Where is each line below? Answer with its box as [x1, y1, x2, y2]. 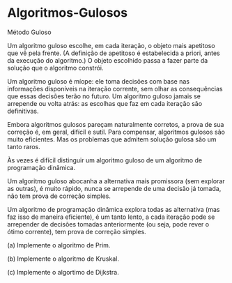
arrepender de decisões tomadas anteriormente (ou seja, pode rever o [7, 220, 210, 228]
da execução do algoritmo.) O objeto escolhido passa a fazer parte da [7, 56, 208, 64]
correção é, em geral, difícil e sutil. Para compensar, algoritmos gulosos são [7, 128, 225, 136]
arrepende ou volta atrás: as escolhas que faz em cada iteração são [7, 99, 203, 107]
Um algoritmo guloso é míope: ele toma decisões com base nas [7, 77, 190, 85]
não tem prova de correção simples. [7, 192, 111, 200]
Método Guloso [7, 28, 52, 36]
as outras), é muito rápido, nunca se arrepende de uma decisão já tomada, [7, 184, 222, 192]
